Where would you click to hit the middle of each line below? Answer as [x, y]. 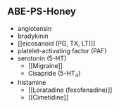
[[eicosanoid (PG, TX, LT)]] [56, 43]
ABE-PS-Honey [42, 12]
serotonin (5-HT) [42, 58]
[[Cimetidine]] [48, 97]
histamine [32, 82]
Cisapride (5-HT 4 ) [54, 74]
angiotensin [35, 28]
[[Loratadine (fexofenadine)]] [70, 90]
